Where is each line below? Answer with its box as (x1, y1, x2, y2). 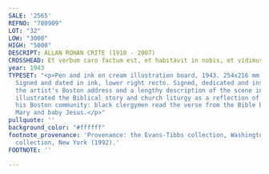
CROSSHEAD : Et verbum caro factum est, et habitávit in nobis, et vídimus (8, 57, 263, 65)
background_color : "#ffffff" (8, 123, 106, 132)
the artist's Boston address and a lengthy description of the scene (15, 86, 252, 95)
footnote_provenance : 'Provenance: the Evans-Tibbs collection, (8, 131, 227, 139)
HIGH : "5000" (8, 42, 52, 50)
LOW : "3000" (8, 34, 48, 42)
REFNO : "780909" (8, 19, 62, 27)
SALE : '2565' (8, 11, 52, 20)
